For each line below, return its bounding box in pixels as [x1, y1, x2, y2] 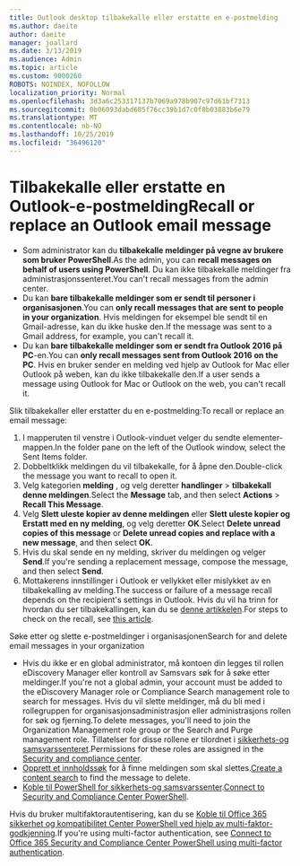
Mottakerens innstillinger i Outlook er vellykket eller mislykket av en [21, 575, 271, 586]
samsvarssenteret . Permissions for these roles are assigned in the [21, 743, 264, 754]
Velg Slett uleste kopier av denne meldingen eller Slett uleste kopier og [21, 508, 291, 519]
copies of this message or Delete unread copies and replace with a [21, 527, 276, 538]
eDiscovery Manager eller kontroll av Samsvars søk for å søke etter [21, 667, 270, 678]
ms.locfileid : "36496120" [9, 138, 106, 147]
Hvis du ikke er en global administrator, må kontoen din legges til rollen [21, 657, 284, 669]
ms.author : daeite [9, 22, 78, 31]
